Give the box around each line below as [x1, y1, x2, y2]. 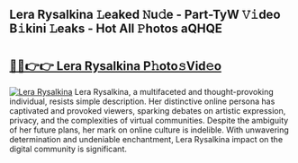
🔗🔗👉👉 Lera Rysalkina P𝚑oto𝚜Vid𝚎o [9, 58, 222, 73]
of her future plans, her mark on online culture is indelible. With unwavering [9, 124, 290, 135]
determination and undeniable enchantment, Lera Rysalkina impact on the [9, 134, 284, 144]
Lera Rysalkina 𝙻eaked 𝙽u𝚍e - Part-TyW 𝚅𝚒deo [9, 7, 281, 22]
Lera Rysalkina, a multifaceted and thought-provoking [74, 87, 275, 97]
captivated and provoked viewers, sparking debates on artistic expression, [9, 106, 286, 116]
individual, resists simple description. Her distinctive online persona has [9, 96, 275, 107]
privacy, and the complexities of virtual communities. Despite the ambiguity [9, 116, 289, 125]
